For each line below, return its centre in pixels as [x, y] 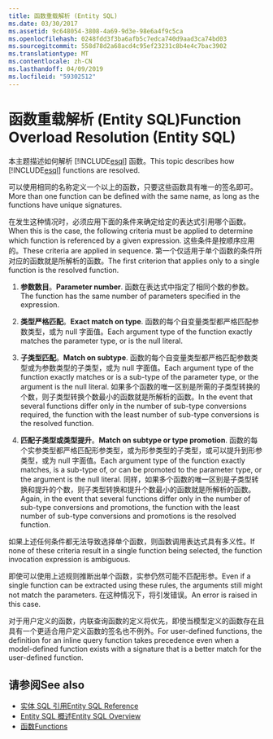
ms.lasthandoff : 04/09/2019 [56, 69]
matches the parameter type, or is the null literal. [101, 341]
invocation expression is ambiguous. [69, 559]
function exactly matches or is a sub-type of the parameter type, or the [139, 376]
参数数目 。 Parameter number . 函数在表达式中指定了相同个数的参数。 [136, 287]
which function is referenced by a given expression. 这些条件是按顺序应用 [132, 240]
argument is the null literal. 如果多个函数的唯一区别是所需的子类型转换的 [140, 386]
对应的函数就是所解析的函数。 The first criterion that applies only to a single [134, 261]
